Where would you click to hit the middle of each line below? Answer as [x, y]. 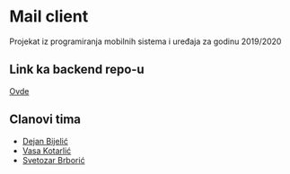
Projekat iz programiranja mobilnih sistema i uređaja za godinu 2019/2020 [145, 41]
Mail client [49, 17]
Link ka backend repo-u [77, 70]
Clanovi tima [45, 120]
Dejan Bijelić [45, 141]
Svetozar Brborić [53, 160]
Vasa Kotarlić [47, 151]
